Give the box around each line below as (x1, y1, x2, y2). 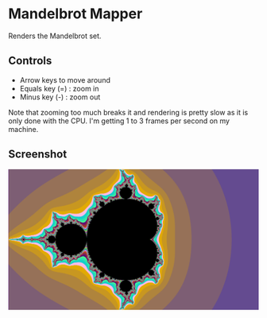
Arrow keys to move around (19, 75, 111, 84)
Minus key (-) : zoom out (19, 92, 101, 102)
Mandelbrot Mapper (8, 5, 143, 23)
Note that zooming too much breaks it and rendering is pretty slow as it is (8, 107, 249, 117)
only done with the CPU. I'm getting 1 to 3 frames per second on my (8, 116, 230, 126)
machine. (8, 124, 39, 134)
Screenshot (8, 148, 68, 161)
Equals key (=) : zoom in (19, 83, 99, 93)
